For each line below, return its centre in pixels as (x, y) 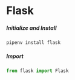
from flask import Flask (37, 71)
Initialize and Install (31, 27)
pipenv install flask (34, 43)
